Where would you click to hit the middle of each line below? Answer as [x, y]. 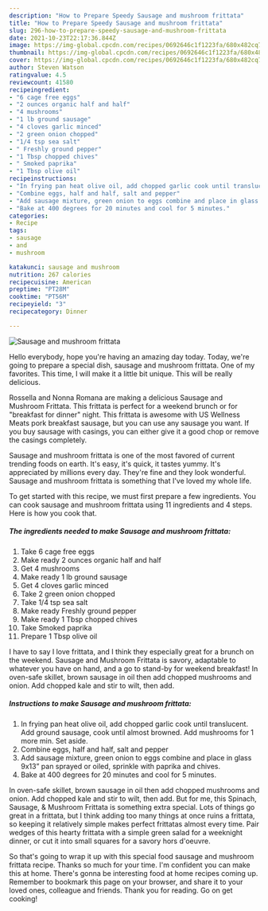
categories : [29, 216]
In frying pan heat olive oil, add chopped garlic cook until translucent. [134, 724]
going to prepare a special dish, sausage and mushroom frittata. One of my [132, 365]
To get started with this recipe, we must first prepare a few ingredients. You [133, 496]
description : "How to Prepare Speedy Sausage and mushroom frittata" [127, 16]
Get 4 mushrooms [50, 568]
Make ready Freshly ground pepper [78, 611]
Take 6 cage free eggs [57, 552]
